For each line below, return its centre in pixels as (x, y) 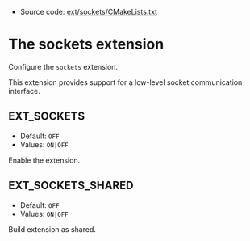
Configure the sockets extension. (63, 66)
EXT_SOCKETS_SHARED (71, 186)
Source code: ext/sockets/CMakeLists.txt (89, 12)
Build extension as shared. (52, 229)
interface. (24, 91)
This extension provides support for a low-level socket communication (125, 82)
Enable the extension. (44, 160)
